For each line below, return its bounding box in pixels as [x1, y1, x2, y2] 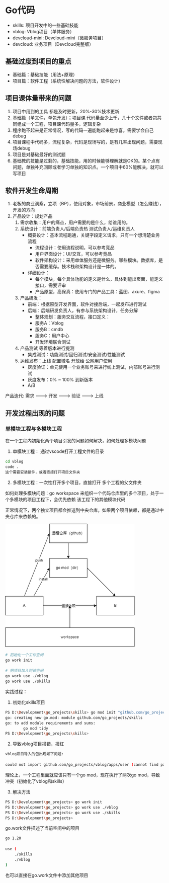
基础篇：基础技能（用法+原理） [12, 71, 78, 77]
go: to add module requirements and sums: [5, 720, 96, 726]
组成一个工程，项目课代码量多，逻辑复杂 [17, 121, 101, 127]
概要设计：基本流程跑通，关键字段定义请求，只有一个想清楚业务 [27, 232, 160, 238]
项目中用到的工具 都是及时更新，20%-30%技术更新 [12, 108, 120, 114]
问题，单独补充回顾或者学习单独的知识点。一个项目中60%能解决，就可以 [12, 164, 164, 170]
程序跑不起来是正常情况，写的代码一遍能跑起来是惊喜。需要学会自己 [12, 127, 154, 133]
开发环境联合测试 [35, 339, 71, 345]
